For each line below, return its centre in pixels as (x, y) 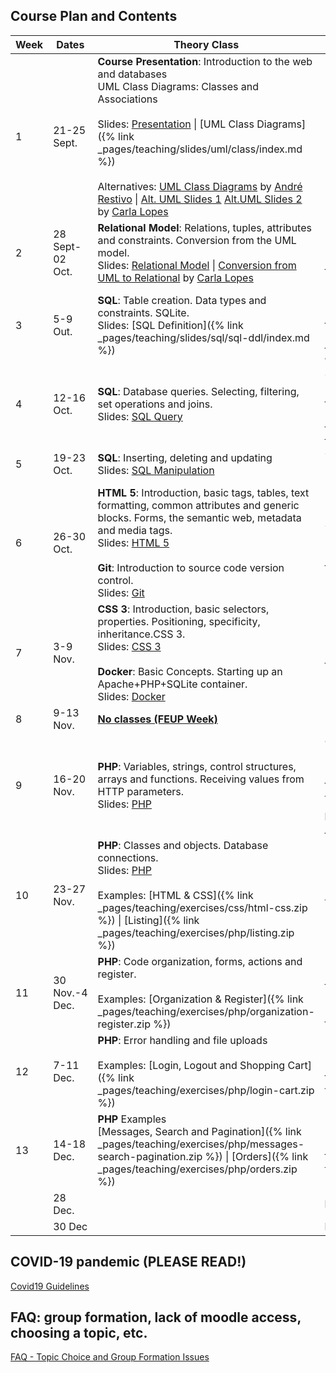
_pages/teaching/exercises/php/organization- (206, 1011)
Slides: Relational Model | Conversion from (197, 265)
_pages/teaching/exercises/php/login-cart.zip (206, 1090)
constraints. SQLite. (143, 312)
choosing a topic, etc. (79, 1333)
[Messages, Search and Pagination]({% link (199, 1131)
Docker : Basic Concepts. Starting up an (190, 671)
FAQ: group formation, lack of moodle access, (156, 1317)
